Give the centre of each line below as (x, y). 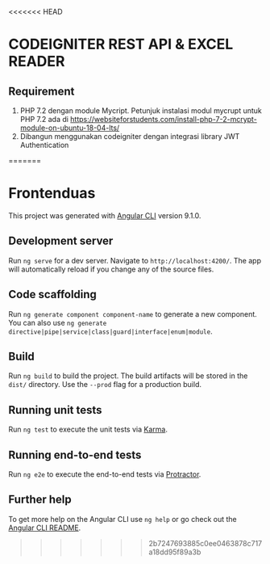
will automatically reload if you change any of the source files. (111, 269)
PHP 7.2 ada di (44, 119)
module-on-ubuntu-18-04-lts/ (70, 128)
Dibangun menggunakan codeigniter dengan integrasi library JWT (130, 136)
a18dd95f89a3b (175, 552)
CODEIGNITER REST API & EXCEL (121, 44)
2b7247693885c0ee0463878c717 (206, 543)
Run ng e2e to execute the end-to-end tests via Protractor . (105, 474)
